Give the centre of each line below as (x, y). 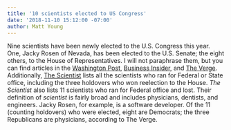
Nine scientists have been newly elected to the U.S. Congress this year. (109, 46)
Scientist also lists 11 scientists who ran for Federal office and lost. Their (110, 90)
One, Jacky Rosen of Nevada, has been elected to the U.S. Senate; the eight (116, 53)
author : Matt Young (35, 26)
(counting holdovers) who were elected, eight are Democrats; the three (108, 112)
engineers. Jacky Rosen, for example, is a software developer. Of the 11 (109, 105)
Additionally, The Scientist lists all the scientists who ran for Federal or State (115, 75)
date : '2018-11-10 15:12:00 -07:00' (60, 20)
